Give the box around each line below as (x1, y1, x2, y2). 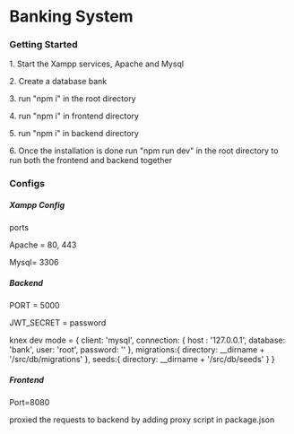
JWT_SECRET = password (9, 317, 107, 328)
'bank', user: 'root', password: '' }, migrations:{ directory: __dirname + (9, 344, 265, 355)
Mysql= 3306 (9, 257, 59, 268)
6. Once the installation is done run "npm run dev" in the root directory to (9, 145, 279, 156)
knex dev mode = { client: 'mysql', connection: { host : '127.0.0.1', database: (9, 334, 286, 346)
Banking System (9, 6, 134, 27)
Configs (9, 178, 45, 190)
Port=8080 (9, 397, 50, 408)
